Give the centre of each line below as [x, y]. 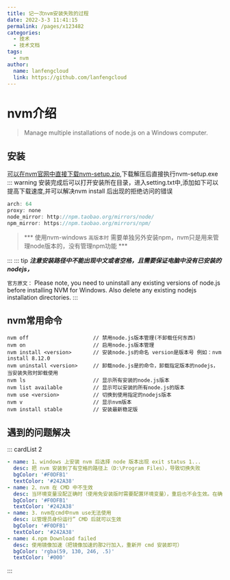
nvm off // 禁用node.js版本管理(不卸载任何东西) [102, 338]
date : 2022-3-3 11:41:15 [42, 20]
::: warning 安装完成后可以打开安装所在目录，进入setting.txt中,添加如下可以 [113, 183]
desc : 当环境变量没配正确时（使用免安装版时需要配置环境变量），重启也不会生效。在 [115, 494]
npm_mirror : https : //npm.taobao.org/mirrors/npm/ [79, 223]
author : [18, 65]
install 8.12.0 [29, 359]
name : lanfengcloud [41, 71]
